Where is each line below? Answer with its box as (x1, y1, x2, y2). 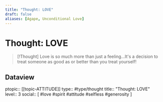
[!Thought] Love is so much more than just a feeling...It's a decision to (17, 53, 158, 59)
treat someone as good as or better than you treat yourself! (17, 59, 137, 65)
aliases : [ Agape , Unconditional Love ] (5, 16, 84, 21)
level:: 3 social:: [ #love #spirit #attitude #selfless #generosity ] (5, 91, 132, 97)
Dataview (5, 73, 35, 81)
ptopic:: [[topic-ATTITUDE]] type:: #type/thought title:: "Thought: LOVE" (5, 86, 150, 92)
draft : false (5, 12, 32, 17)
